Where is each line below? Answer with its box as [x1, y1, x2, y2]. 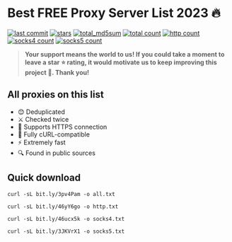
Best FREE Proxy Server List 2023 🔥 [7, 5, 221, 21]
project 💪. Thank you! [24, 68, 90, 76]
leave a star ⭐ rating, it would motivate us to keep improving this [24, 58, 217, 67]
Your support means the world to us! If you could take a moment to [24, 50, 225, 58]
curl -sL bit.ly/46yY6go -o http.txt [7, 203, 119, 210]
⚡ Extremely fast [17, 138, 66, 146]
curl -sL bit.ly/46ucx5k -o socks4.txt [7, 215, 125, 222]
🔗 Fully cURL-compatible [17, 129, 91, 139]
